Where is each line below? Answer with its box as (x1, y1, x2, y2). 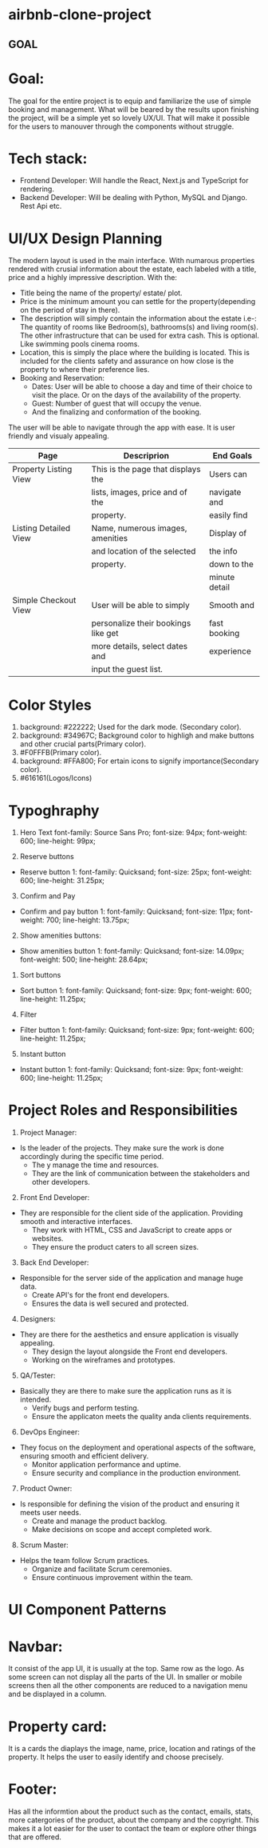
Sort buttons (19, 970, 61, 980)
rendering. (19, 184, 54, 194)
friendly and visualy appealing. (8, 431, 109, 441)
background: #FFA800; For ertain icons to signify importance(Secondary (19, 756, 259, 766)
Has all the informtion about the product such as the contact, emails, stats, (8, 1806, 254, 1817)
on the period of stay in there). (19, 306, 120, 315)
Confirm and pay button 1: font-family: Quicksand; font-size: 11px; (19, 906, 235, 917)
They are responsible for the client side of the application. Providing (19, 1208, 243, 1218)
